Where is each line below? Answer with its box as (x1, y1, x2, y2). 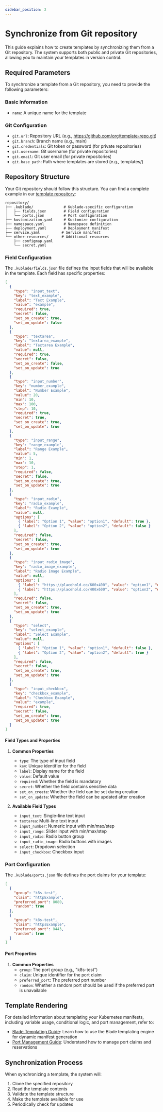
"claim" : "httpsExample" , (14, 922, 66, 927)
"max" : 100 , (14, 401, 38, 406)
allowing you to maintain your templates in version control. (5, 54, 122, 60)
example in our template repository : (5, 191, 76, 197)
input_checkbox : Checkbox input (19, 849, 84, 854)
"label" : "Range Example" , (14, 447, 68, 452)
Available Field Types (12, 803, 56, 809)
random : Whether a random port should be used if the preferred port (19, 982, 154, 988)
